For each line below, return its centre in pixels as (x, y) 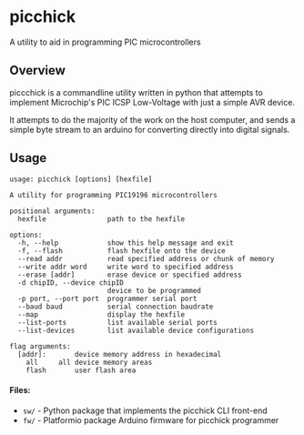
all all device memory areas (89, 362)
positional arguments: (52, 211)
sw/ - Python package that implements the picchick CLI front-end (145, 410)
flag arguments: (40, 346)
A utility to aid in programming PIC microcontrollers (106, 42)
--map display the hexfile (101, 314)
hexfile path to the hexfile (101, 219)
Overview (38, 71)
